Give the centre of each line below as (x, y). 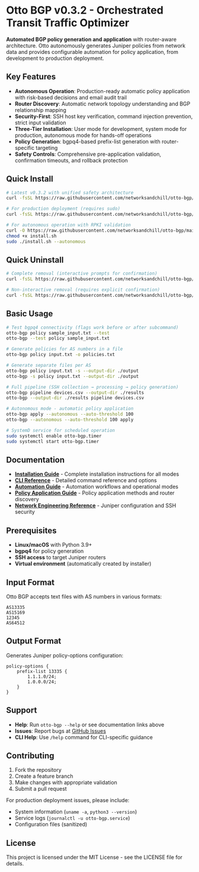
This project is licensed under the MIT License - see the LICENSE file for (94, 857)
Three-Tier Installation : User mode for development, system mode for (101, 129)
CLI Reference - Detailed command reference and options (86, 480)
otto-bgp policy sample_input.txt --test (58, 333)
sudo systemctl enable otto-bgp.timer (54, 436)
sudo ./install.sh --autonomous (46, 241)
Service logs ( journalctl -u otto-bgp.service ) (72, 818)
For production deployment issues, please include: (68, 800)
